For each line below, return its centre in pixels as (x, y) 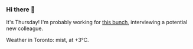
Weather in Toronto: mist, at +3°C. (48, 40)
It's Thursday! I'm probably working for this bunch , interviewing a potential (97, 22)
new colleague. (24, 28)
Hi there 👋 (21, 9)
